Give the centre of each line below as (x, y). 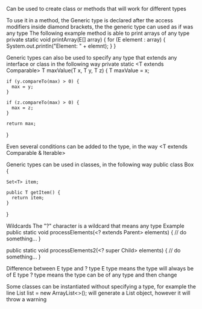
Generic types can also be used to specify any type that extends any (92, 58)
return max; (21, 123)
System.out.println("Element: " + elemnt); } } (61, 46)
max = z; (23, 108)
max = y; (23, 87)
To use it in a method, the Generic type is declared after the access (90, 20)
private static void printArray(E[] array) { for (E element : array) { (86, 39)
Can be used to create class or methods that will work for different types (96, 9)
